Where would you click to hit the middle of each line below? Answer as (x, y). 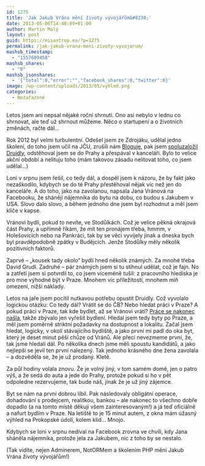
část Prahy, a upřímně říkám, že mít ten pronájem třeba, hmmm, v (89, 229)
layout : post (23, 35)
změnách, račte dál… (33, 128)
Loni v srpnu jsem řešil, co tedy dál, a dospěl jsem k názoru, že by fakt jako (101, 178)
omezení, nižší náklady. (36, 286)
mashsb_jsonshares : (31, 75)
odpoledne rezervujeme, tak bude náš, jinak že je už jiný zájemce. (89, 381)
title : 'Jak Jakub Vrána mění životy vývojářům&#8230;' (79, 18)
